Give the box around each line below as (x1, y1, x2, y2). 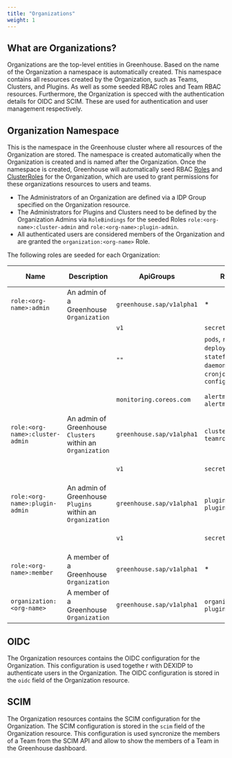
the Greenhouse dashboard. (7, 743, 88, 752)
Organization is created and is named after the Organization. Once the (7, 158, 206, 166)
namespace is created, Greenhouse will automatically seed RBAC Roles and (7, 165, 223, 174)
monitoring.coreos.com (116, 396, 191, 404)
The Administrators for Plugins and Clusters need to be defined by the (17, 208, 217, 217)
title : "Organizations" (7, 10, 76, 17)
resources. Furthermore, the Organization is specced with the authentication (7, 90, 224, 98)
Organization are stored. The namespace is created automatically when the (7, 150, 221, 159)
